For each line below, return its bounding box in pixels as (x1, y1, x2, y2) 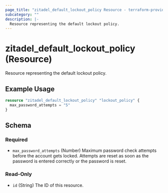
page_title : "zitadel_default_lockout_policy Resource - (5, 7, 126, 13)
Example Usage (5, 85, 55, 93)
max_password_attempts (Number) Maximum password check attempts (12, 147, 156, 153)
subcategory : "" (5, 12, 39, 17)
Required (5, 136, 28, 143)
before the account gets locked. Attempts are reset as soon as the (12, 153, 149, 159)
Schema (5, 121, 31, 130)
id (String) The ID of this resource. (12, 182, 84, 188)
